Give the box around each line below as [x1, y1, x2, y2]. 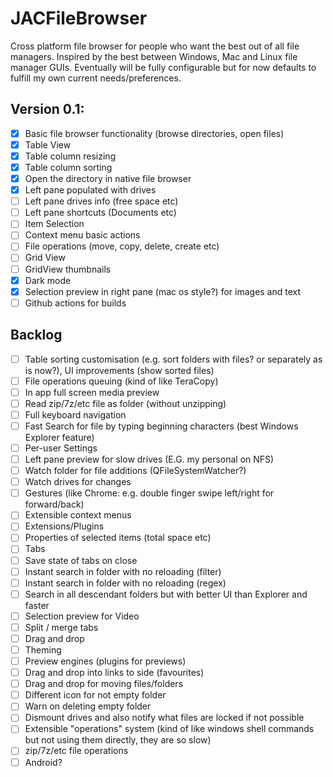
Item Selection [24, 218, 85, 230]
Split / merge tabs [24, 621, 99, 633]
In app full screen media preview [24, 386, 160, 398]
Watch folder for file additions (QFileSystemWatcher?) [24, 465, 247, 477]
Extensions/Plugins [24, 520, 105, 532]
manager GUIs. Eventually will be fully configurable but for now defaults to [10, 61, 317, 73]
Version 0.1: [10, 101, 85, 118]
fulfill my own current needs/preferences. [10, 72, 182, 84]
